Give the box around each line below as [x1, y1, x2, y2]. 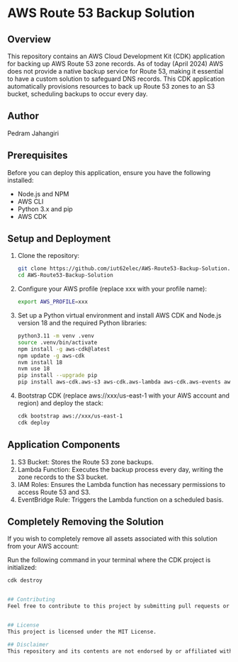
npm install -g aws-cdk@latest [17, 345, 110, 352]
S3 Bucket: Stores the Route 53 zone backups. [17, 457, 154, 466]
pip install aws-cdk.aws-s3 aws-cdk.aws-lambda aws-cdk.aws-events [17, 378, 221, 386]
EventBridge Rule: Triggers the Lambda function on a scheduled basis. [17, 495, 224, 504]
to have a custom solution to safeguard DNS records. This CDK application [7, 74, 225, 83]
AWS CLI [17, 197, 44, 206]
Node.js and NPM [17, 189, 69, 198]
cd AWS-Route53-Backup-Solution [17, 271, 113, 279]
